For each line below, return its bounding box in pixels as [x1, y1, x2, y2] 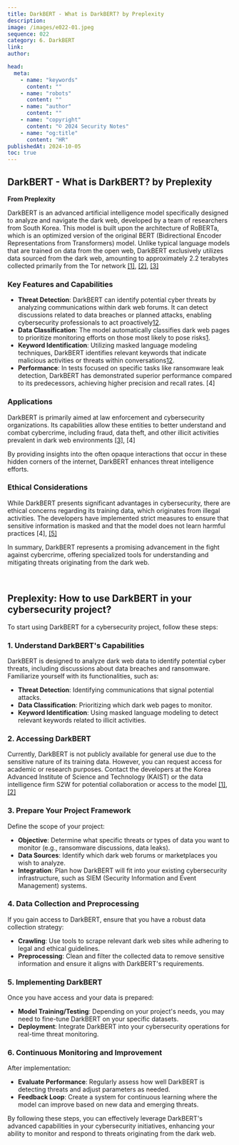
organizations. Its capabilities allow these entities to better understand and [7, 420, 227, 429]
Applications [7, 397, 53, 407]
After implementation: [7, 1064, 71, 1072]
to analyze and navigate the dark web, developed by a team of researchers [7, 215, 228, 225]
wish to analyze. [17, 858, 66, 867]
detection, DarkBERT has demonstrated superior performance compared [17, 372, 232, 380]
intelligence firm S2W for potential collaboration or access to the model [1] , [7, 780, 228, 789]
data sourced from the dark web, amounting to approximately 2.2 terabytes [7, 254, 228, 263]
